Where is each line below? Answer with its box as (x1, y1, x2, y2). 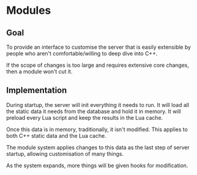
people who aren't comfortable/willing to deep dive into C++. (6, 50, 158, 57)
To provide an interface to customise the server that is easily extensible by (6, 43, 191, 51)
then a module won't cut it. (6, 68, 73, 75)
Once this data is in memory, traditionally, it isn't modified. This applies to (6, 126, 188, 133)
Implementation (6, 85, 67, 96)
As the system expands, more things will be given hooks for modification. (6, 162, 189, 169)
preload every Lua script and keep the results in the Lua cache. (6, 114, 163, 121)
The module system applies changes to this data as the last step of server (6, 144, 190, 151)
